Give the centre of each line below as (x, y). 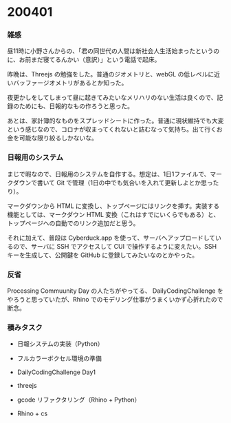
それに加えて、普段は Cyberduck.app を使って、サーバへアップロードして (111, 238)
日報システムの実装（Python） (60, 344)
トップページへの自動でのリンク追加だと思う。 (73, 223)
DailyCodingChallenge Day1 (56, 372)
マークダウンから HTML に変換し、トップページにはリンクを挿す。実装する (113, 206)
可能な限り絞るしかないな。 (58, 138)
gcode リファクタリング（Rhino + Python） (79, 400)
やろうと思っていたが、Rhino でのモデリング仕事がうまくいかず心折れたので (115, 300)
